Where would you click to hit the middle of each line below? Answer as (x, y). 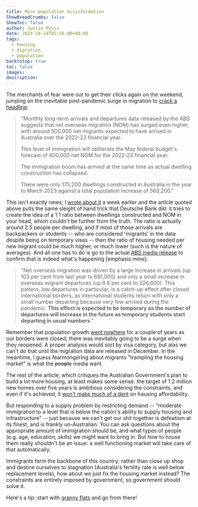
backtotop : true (26, 61)
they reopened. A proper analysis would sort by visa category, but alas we (97, 345)
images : (16, 72)
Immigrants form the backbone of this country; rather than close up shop (95, 461)
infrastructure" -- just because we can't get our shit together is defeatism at (98, 418)
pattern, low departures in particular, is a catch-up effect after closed (105, 289)
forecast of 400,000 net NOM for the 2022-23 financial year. (95, 155)
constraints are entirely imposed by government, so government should (93, 480)
